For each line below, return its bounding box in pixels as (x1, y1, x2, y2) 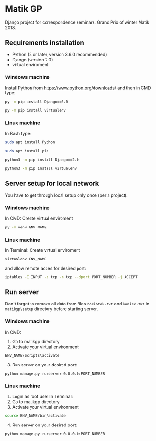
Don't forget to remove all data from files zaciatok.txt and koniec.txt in (5, 301, 150, 307)
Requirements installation (5, 39, 85, 47)
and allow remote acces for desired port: (5, 265, 86, 271)
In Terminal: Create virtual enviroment (5, 247, 80, 253)
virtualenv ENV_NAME (5, 257, 47, 261)
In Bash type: (5, 131, 31, 137)
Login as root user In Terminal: (12, 394, 73, 399)
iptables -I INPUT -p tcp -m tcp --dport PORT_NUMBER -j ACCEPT (5, 274, 138, 279)
